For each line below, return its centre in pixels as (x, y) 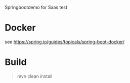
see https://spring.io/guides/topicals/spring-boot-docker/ (65, 41)
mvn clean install (35, 76)
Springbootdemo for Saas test (36, 7)
